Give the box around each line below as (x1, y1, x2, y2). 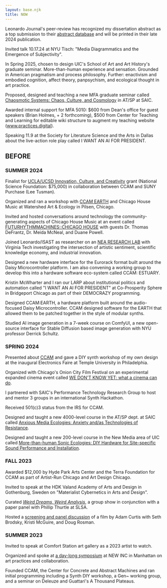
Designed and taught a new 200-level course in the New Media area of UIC (5, 434, 160, 440)
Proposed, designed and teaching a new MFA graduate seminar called (5, 92, 150, 98)
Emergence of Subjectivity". (5, 51, 63, 57)
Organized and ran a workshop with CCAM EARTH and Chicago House (5, 198, 151, 204)
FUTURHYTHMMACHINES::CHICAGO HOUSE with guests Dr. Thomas (5, 224, 149, 230)
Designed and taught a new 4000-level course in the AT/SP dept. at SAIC (5, 414, 156, 420)
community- (122, 213, 148, 219)
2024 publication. (5, 36, 41, 42)
